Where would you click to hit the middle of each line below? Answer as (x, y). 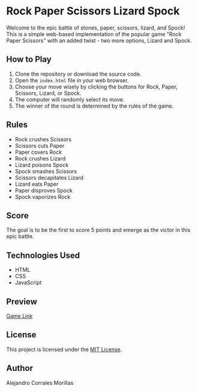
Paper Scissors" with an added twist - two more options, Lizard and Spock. (99, 40)
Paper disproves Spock (44, 190)
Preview (22, 302)
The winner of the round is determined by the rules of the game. (94, 106)
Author (19, 368)
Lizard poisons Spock (42, 165)
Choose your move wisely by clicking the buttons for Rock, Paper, (96, 87)
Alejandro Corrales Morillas (40, 382)
